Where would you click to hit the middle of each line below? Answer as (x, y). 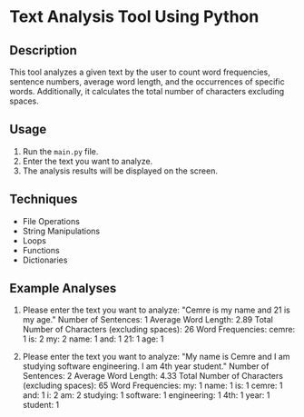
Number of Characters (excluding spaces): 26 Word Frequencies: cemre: (159, 330)
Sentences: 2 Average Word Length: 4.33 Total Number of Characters (153, 376)
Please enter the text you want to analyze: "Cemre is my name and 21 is (156, 310)
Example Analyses (63, 288)
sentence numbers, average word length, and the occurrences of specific (147, 82)
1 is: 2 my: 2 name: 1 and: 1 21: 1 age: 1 (93, 339)
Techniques (44, 199)
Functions (41, 250)
